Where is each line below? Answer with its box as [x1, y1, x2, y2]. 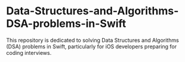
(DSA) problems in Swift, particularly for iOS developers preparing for [6, 43, 177, 50]
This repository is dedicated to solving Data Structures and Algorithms [6, 36, 179, 44]
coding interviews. [6, 49, 52, 56]
